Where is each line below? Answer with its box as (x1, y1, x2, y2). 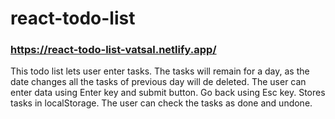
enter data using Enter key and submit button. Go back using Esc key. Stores (10, 87, 326, 99)
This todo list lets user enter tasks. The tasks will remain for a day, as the (10, 65, 310, 77)
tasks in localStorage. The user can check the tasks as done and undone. (10, 97, 313, 109)
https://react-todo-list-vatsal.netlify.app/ (10, 43, 217, 57)
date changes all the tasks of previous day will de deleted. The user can (10, 76, 307, 88)
